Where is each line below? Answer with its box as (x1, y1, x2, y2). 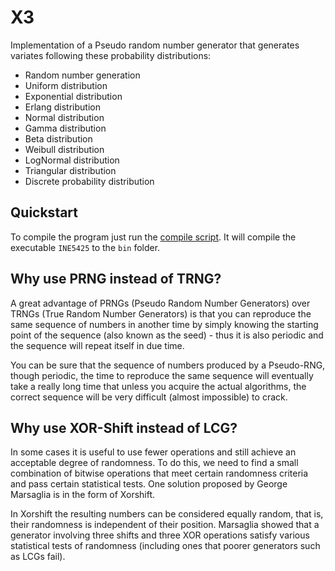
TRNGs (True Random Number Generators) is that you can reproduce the (10, 307, 312, 320)
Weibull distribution (24, 143, 105, 155)
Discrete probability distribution (24, 175, 155, 187)
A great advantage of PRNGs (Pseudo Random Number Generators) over (10, 297, 311, 309)
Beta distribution (24, 132, 93, 145)
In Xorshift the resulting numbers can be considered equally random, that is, (10, 508, 324, 520)
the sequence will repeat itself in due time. (10, 339, 185, 351)
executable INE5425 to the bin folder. (10, 241, 161, 253)
